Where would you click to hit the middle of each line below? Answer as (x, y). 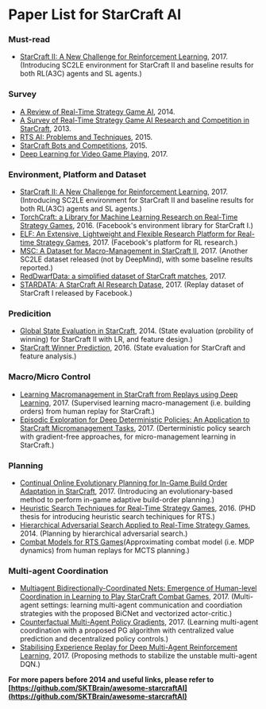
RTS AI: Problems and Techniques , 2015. (86, 137)
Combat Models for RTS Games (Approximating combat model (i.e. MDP (137, 541)
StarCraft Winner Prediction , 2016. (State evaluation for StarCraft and (133, 348)
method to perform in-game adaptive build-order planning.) (117, 499)
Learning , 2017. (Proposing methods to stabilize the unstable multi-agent (139, 656)
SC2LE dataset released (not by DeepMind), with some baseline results (136, 259)
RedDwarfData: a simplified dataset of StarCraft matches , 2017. (123, 277)
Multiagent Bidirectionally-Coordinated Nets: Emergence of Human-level (138, 588)
